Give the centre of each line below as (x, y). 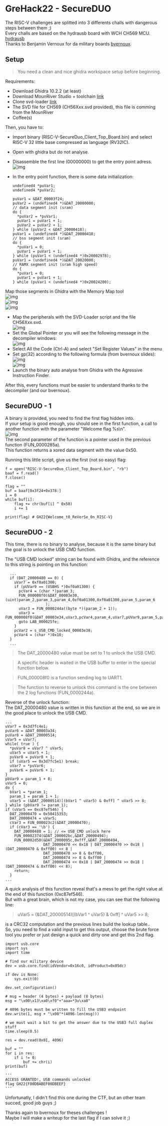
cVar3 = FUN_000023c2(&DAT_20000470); (50, 823)
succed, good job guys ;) (31, 1103)
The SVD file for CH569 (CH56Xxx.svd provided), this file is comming (84, 107)
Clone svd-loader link (34, 101)
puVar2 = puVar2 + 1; (40, 225)
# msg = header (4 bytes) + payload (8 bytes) (54, 996)
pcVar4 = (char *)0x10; (39, 635)
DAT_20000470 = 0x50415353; (39, 814)
